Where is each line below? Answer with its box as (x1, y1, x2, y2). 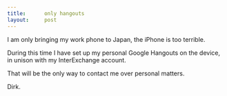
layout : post (7, 16, 57, 23)
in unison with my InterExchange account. (7, 56, 126, 64)
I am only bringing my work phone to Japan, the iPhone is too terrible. (7, 35, 206, 43)
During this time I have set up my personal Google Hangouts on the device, (7, 49, 221, 57)
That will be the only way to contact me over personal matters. (7, 69, 185, 77)
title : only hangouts (7, 10, 85, 17)
